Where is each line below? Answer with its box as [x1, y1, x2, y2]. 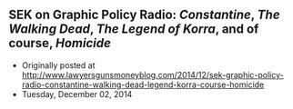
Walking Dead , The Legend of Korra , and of [8, 22, 259, 37]
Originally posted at [21, 59, 96, 71]
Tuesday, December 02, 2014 [21, 88, 133, 99]
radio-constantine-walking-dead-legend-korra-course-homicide [21, 79, 265, 90]
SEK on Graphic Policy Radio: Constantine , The [8, 7, 280, 23]
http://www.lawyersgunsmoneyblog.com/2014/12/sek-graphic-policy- [21, 69, 284, 80]
